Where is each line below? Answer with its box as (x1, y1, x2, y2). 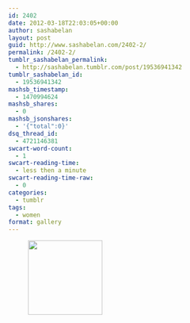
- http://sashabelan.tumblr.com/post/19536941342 (15, 63, 182, 71)
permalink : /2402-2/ (8, 48, 77, 56)
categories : (8, 188, 47, 197)
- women (15, 211, 41, 219)
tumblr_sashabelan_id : (8, 71, 83, 79)
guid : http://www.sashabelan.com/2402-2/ (8, 41, 147, 49)
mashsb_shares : (8, 100, 59, 108)
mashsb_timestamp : (8, 85, 69, 94)
